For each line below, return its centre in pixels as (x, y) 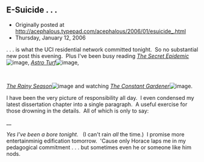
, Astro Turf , (53, 62)
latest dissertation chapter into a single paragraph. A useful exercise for (97, 104)
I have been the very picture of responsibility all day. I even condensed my (100, 97)
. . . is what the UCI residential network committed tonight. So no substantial (102, 49)
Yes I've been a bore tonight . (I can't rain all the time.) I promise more (95, 134)
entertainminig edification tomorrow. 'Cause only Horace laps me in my (96, 141)
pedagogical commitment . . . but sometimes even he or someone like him (99, 147)
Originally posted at (40, 24)
